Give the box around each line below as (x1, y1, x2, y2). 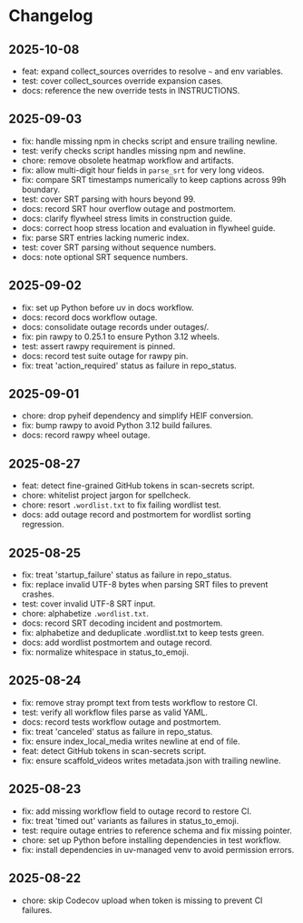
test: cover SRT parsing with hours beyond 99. (21, 193, 196, 205)
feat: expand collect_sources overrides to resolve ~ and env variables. (21, 65, 283, 76)
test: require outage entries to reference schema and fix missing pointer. (21, 825, 292, 836)
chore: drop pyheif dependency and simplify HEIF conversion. (21, 410, 254, 421)
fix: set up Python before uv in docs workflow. (21, 302, 194, 313)
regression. (21, 519, 64, 530)
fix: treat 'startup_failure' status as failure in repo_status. (21, 569, 232, 580)
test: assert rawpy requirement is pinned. (21, 340, 176, 351)
